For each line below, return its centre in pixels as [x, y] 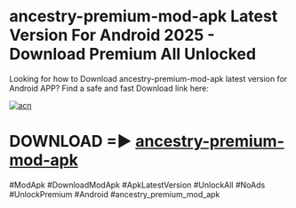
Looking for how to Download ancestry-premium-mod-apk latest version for [148, 78]
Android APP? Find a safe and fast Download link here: [109, 88]
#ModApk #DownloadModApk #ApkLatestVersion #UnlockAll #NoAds [137, 185]
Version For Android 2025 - [112, 35]
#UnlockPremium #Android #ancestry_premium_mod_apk [115, 194]
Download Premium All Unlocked [132, 54]
